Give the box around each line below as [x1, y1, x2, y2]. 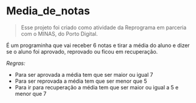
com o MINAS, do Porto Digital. [20, 30, 98, 37]
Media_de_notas [6, 4, 91, 18]
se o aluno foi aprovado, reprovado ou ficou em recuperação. [6, 48, 158, 55]
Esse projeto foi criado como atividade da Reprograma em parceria [20, 24, 187, 31]
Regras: [6, 60, 26, 67]
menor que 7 [14, 90, 47, 97]
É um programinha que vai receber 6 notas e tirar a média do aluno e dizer [6, 42, 190, 49]
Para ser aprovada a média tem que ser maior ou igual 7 [14, 71, 153, 78]
